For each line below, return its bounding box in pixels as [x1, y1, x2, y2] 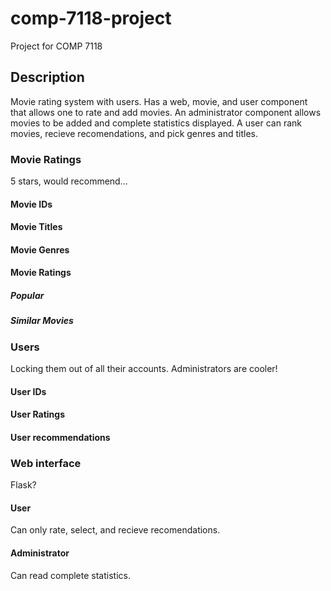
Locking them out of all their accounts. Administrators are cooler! [10, 363, 278, 375]
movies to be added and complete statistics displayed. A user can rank [10, 117, 302, 129]
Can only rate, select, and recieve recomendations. [10, 524, 221, 536]
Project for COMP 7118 [10, 40, 103, 52]
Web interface [10, 456, 82, 470]
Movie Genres [10, 243, 70, 256]
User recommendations [10, 431, 111, 443]
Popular [10, 290, 45, 302]
